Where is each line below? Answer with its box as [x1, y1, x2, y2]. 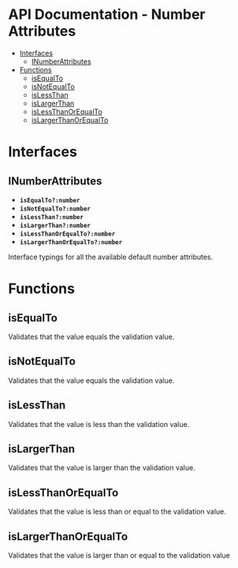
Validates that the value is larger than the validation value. [8, 463, 195, 473]
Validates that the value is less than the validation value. [8, 419, 190, 429]
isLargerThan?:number [19, 221, 91, 229]
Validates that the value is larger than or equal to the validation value [8, 551, 230, 560]
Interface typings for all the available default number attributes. [8, 252, 214, 262]
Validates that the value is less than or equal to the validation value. [8, 507, 227, 517]
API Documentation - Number [8, 6, 206, 24]
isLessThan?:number [19, 213, 84, 221]
